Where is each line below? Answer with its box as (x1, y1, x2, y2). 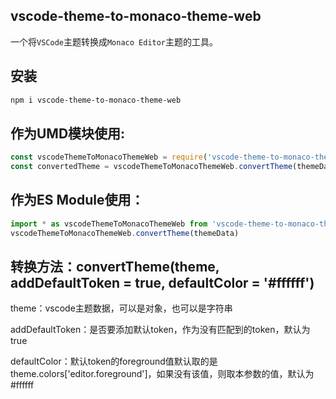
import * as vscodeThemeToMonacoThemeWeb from (10, 219, 208, 229)
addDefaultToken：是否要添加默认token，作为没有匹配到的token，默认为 (10, 324, 311, 336)
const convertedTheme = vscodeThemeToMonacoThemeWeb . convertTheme (10, 162, 293, 172)
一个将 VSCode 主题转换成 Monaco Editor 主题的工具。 (10, 35, 219, 48)
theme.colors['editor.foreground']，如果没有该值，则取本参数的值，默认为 (10, 368, 315, 380)
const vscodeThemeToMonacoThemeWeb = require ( (10, 152, 208, 163)
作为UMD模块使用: (10, 125, 126, 142)
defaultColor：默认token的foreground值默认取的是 (10, 355, 218, 368)
